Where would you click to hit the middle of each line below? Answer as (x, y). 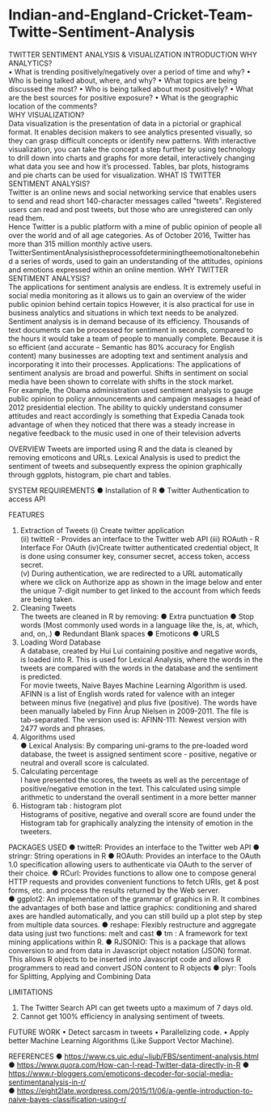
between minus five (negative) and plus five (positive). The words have (138, 702)
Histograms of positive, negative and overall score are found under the (138, 814)
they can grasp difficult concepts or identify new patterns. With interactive (132, 140)
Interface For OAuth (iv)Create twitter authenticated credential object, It (139, 547)
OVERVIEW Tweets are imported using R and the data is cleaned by (121, 449)
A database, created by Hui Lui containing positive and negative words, (139, 650)
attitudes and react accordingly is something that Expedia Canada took (127, 415)
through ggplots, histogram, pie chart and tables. (90, 475)
